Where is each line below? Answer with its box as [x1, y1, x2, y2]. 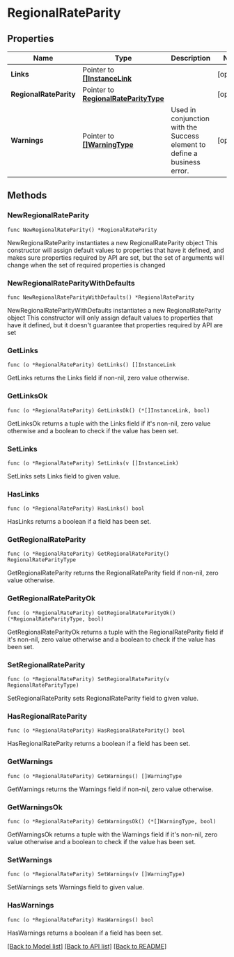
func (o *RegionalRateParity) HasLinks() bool [7, 505, 145, 513]
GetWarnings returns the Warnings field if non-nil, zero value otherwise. [7, 785, 214, 793]
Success [171, 131, 200, 141]
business [171, 157, 201, 166]
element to [171, 140, 206, 149]
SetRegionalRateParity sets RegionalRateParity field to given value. [7, 694, 198, 703]
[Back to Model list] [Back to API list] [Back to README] [7, 942, 167, 950]
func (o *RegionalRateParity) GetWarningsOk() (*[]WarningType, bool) [7, 818, 217, 825]
